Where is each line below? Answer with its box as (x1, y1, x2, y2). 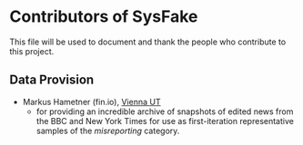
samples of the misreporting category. (35, 125, 180, 136)
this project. (9, 45, 55, 56)
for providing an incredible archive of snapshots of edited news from (35, 106, 294, 117)
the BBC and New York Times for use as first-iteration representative (35, 115, 294, 126)
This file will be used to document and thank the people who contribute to (9, 36, 287, 47)
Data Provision (9, 72, 95, 88)
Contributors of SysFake (9, 6, 198, 27)
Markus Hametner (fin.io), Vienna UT (22, 96, 161, 107)
